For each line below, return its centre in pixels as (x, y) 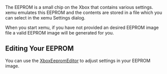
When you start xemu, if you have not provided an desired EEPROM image (82, 27)
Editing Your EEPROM (39, 49)
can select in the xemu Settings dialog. (45, 18)
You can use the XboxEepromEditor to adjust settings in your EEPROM (78, 60)
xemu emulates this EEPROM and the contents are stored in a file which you (84, 12)
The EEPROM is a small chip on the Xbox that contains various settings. (79, 7)
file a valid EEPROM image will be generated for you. (60, 33)
